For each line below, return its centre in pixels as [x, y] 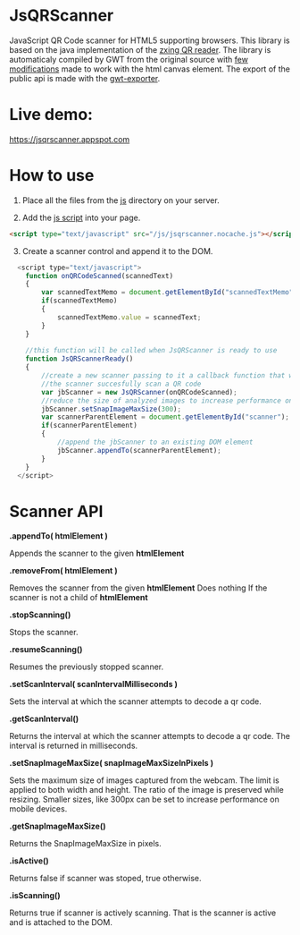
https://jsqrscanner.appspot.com [70, 139]
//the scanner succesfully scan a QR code [121, 384]
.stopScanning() [40, 615]
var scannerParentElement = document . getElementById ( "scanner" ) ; [166, 417]
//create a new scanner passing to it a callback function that [163, 376]
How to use [52, 176]
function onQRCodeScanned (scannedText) [100, 276]
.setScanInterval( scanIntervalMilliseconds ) [94, 684]
